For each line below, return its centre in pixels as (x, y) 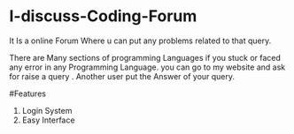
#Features (28, 93)
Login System (47, 110)
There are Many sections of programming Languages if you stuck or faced (145, 57)
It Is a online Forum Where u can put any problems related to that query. (140, 41)
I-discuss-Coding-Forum (103, 16)
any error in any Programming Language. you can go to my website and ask (147, 67)
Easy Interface (48, 120)
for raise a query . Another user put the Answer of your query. (122, 76)
